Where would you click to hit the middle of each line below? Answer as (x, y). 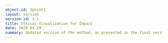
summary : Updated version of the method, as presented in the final (78, 33)
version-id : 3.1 (22, 19)
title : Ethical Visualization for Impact (49, 23)
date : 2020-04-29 (23, 28)
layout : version (22, 14)
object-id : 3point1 (25, 10)
